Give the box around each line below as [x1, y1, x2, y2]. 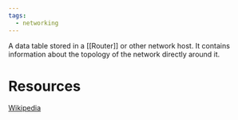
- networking [15, 19, 59, 27]
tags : [8, 11, 26, 20]
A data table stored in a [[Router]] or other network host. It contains [8, 41, 230, 50]
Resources [8, 77, 81, 95]
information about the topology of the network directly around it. [8, 49, 220, 59]
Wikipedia [8, 103, 42, 113]
